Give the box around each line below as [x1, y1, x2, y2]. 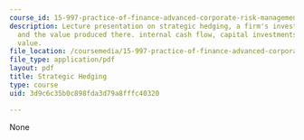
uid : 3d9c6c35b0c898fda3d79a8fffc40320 [9, 89, 160, 98]
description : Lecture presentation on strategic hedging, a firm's [9, 22, 270, 31]
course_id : [9, 13, 51, 23]
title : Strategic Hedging [9, 72, 107, 81]
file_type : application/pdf [9, 55, 116, 64]
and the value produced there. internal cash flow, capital [17, 30, 249, 39]
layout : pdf [9, 64, 54, 73]
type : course [9, 80, 59, 89]
